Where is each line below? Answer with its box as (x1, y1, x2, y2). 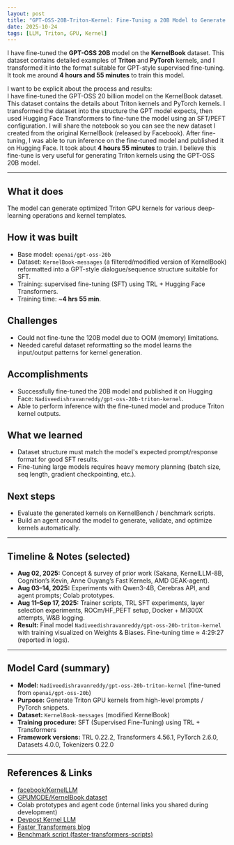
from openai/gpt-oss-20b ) (17, 688, 92, 696)
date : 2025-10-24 (7, 23, 58, 30)
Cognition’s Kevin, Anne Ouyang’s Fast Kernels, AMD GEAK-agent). (17, 576, 210, 585)
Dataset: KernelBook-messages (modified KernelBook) (17, 710, 171, 719)
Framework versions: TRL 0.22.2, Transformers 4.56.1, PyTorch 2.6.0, (17, 733, 219, 741)
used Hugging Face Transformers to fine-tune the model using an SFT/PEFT (7, 114, 226, 123)
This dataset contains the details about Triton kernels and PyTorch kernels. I (7, 99, 225, 108)
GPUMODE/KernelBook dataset (17, 793, 108, 801)
